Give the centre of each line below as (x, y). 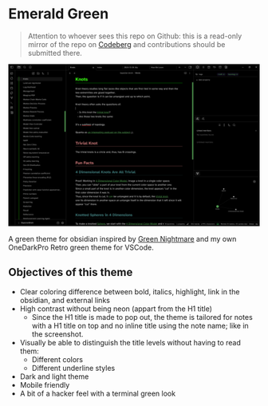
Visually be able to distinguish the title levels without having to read (130, 342)
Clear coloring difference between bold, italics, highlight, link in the (130, 291)
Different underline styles (73, 368)
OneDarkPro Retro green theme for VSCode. (81, 247)
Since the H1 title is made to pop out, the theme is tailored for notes (142, 317)
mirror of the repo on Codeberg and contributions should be (126, 44)
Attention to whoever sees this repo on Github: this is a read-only (135, 36)
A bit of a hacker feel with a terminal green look (98, 393)
